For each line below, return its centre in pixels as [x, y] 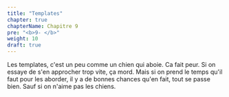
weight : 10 [23, 39]
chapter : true [28, 20]
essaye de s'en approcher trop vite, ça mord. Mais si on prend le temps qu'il [115, 72]
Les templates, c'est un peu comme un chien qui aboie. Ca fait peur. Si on [111, 65]
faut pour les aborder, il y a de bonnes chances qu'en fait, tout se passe [109, 79]
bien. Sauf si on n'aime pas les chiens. [62, 86]
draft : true [24, 45]
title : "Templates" [35, 13]
